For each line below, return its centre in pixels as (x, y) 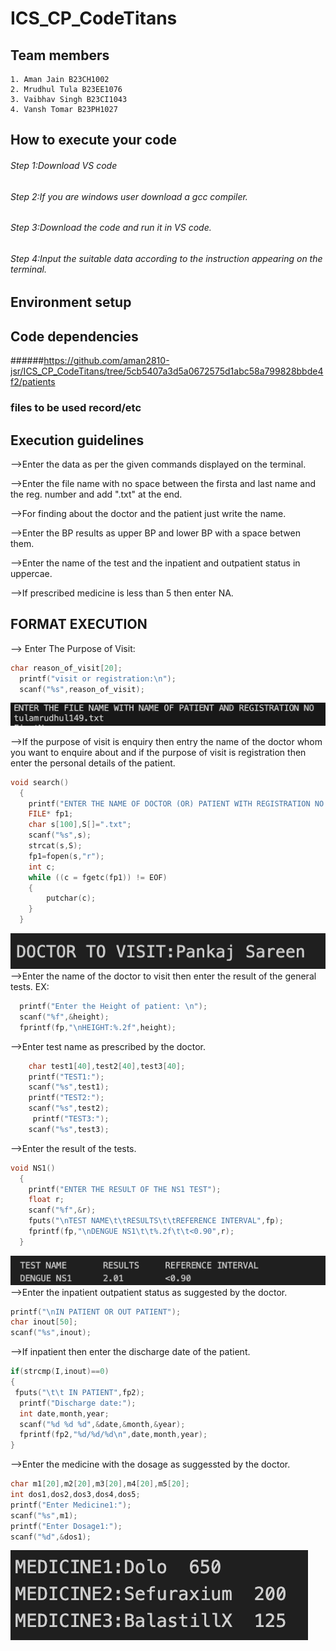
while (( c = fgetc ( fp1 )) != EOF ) (98, 877)
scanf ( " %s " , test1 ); (69, 1087)
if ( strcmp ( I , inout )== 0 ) (60, 1372)
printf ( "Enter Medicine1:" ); (71, 1505)
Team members (60, 55)
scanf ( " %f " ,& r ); (62, 1210)
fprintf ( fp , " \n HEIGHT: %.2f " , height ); (98, 1027)
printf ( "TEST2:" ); (66, 1098)
